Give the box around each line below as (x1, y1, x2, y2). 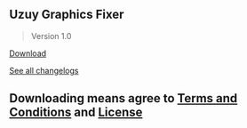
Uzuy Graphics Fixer (9, 7, 124, 22)
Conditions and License (9, 105, 143, 120)
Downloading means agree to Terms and (9, 91, 238, 106)
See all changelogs (9, 65, 79, 76)
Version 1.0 (30, 30, 72, 41)
